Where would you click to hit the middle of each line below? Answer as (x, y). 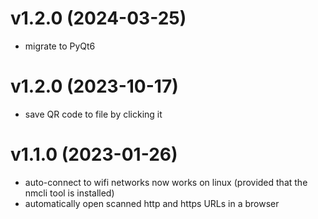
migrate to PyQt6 (60, 46)
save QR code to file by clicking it (93, 114)
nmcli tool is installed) (69, 193)
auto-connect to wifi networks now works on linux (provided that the (166, 182)
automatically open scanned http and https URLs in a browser (152, 203)
